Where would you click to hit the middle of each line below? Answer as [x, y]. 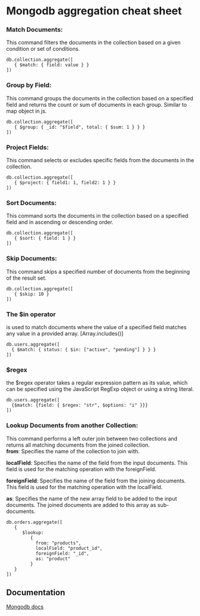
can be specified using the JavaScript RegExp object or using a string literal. [100, 389]
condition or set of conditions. [43, 49]
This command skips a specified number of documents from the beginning [98, 271]
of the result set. [26, 278]
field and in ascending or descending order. [60, 222]
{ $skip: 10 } [32, 294]
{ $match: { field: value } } [52, 65]
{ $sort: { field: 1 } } [45, 239]
